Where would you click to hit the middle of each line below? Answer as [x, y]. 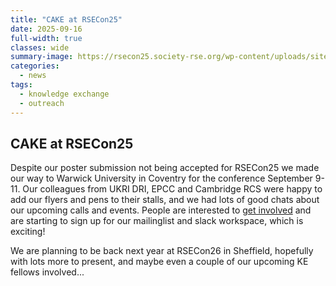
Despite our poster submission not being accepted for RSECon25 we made [165, 168]
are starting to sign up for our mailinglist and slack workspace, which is [157, 221]
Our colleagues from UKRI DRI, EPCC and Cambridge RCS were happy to [172, 189]
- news [33, 76]
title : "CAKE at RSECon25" [66, 19]
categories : [35, 66]
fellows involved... [47, 272]
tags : [21, 85]
